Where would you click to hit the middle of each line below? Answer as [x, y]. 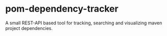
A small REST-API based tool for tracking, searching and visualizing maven [84, 23]
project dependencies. [29, 28]
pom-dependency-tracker [62, 9]
